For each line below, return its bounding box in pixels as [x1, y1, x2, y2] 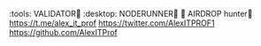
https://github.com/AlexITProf [9, 27, 118, 37]
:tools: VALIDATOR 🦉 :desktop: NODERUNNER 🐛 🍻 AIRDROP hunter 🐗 [9, 9, 253, 19]
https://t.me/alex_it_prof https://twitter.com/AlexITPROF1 [9, 18, 215, 28]
